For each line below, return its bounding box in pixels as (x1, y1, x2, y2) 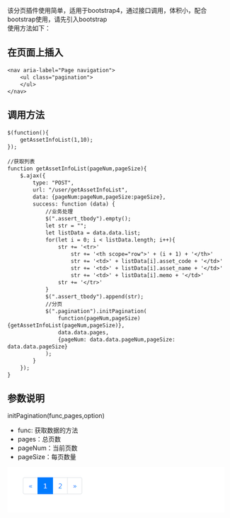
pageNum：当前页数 (17, 444, 78, 452)
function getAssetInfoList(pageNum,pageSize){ (7, 165, 147, 172)
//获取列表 (7, 158, 35, 165)
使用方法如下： (7, 24, 51, 32)
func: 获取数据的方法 (17, 426, 79, 434)
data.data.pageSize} (7, 343, 69, 350)
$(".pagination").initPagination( (45, 308, 147, 315)
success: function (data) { (33, 201, 115, 208)
